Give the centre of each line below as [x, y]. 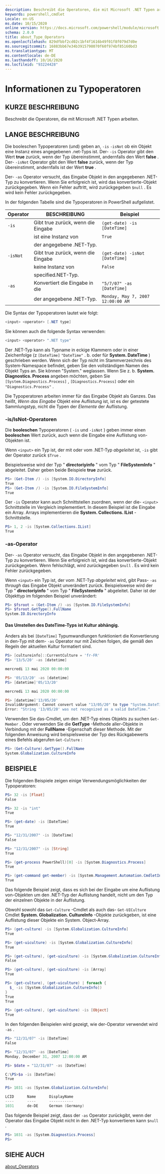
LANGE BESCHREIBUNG [42, 134]
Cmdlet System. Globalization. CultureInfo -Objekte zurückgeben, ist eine [81, 915]
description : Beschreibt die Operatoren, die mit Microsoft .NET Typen [80, 10]
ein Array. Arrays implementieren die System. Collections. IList [69, 512]
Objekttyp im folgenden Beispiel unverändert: [51, 596]
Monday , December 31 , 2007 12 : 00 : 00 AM [46, 1057]
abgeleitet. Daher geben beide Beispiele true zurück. [59, 470]
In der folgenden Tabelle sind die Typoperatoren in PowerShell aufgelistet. [80, 202]
